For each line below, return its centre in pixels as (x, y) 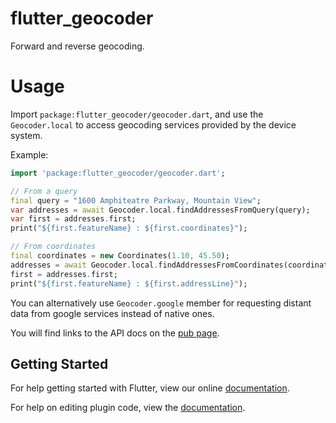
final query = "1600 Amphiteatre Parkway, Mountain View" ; (136, 200)
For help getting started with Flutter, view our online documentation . (150, 388)
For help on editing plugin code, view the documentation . (128, 408)
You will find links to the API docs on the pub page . (115, 333)
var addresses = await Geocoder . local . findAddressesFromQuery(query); (160, 210)
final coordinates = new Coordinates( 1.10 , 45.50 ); (120, 256)
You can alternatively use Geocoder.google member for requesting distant (161, 303)
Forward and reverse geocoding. (77, 46)
